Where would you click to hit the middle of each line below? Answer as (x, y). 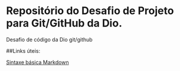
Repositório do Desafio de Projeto (90, 11)
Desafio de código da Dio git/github (49, 39)
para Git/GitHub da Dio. (64, 23)
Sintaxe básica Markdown (37, 62)
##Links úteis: (23, 50)
